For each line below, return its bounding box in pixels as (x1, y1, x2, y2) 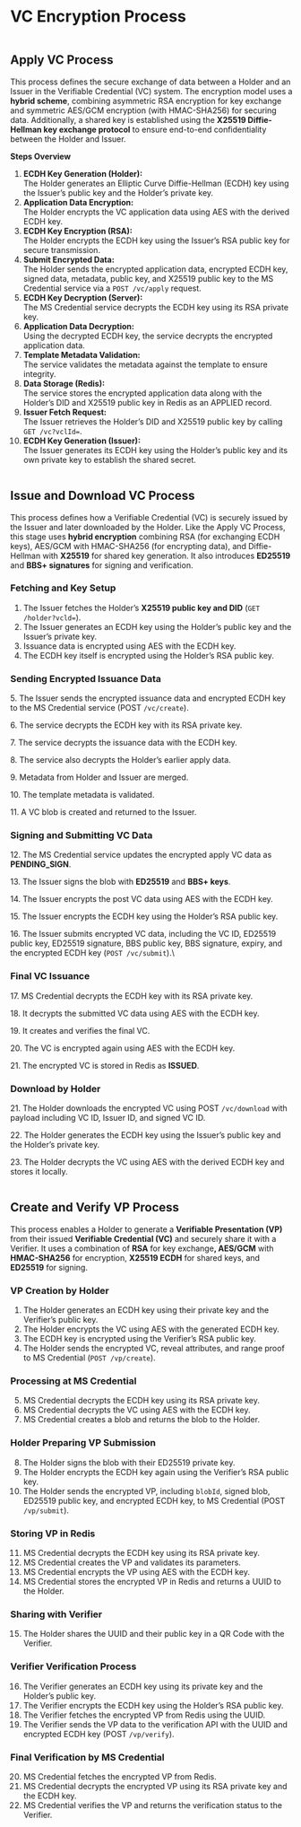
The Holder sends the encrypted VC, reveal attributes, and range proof (22, 1343, 285, 1354)
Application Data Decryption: (22, 320, 135, 331)
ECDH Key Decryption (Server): (22, 292, 143, 302)
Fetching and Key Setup (10, 581, 116, 594)
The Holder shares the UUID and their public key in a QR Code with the (22, 1629, 285, 1639)
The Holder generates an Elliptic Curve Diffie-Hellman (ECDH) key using (22, 178, 289, 188)
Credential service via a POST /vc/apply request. (22, 283, 202, 293)
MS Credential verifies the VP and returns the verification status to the (22, 1799, 283, 1810)
